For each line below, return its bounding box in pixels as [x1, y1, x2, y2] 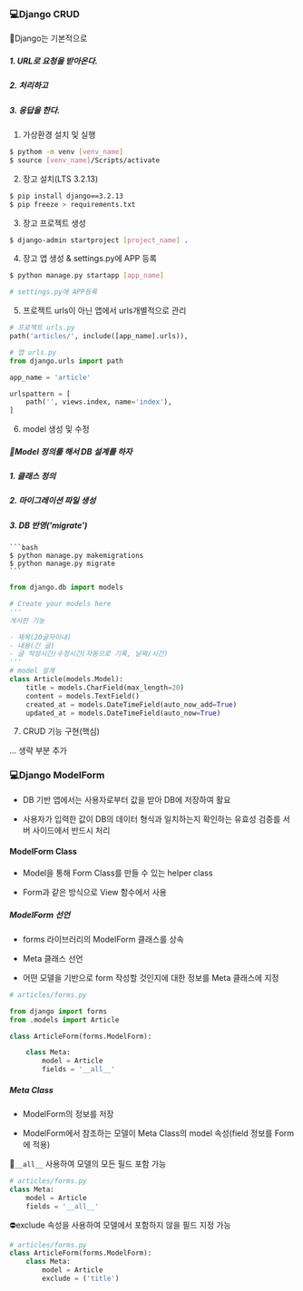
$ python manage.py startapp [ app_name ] [9, 271, 165, 280]
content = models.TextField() [25, 691, 141, 700]
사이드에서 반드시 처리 [32, 825, 111, 836]
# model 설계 [9, 666, 55, 676]
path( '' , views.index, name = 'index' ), [25, 397, 172, 406]
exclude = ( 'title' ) [42, 1274, 120, 1284]
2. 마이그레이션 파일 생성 [9, 495, 96, 506]
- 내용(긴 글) [9, 641, 55, 650]
